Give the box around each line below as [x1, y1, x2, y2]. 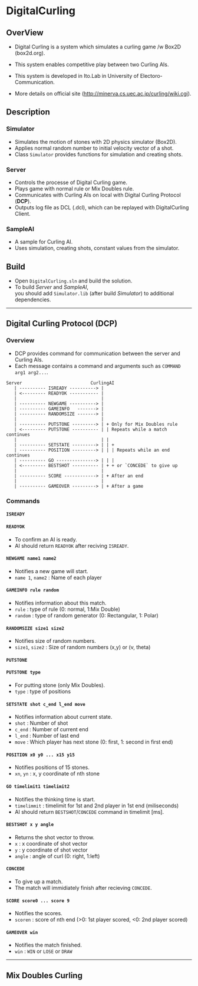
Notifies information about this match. [14, 599, 107, 606]
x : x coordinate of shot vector [14, 840, 88, 847]
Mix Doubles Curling [6, 970, 82, 980]
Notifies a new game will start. [14, 567, 88, 574]
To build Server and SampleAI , [14, 284, 89, 291]
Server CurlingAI [6, 380, 115, 386]
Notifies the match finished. [14, 942, 82, 949]
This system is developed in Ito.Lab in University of [14, 73, 139, 79]
